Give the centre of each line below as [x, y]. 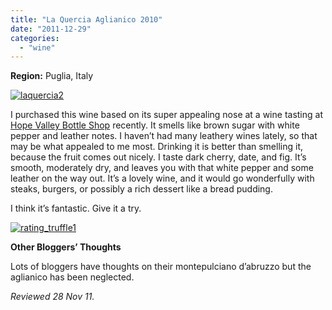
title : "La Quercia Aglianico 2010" [86, 19]
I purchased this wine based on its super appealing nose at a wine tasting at [166, 115]
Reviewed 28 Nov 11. [52, 297]
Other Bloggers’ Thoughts [66, 247]
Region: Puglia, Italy [52, 76]
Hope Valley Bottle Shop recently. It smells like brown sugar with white [155, 125]
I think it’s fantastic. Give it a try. [76, 208]
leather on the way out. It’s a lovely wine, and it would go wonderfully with [162, 178]
